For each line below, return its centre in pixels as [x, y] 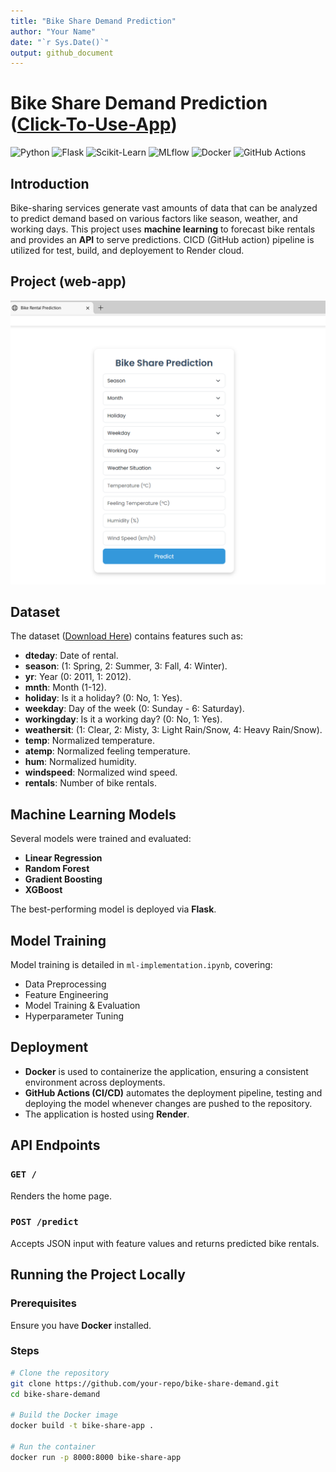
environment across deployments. [95, 1082]
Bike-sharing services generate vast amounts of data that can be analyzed [164, 208]
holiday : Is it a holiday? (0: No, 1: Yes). [103, 698]
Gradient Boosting [63, 879]
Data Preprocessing [65, 984]
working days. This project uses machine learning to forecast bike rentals [163, 229]
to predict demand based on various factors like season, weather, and [154, 218]
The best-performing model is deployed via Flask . [113, 909]
